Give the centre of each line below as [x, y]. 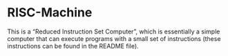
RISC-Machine [50, 13]
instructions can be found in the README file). [73, 46]
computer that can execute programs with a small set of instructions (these [114, 38]
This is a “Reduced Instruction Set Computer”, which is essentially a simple [114, 31]
